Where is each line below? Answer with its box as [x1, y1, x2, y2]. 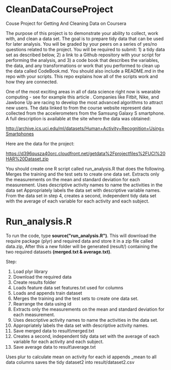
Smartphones [6, 130, 35, 137]
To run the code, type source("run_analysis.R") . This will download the [6, 232, 157, 239]
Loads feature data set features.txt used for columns [13, 284, 124, 290]
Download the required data [13, 274, 72, 280]
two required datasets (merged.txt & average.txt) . [6, 249, 112, 255]
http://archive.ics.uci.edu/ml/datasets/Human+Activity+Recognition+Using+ [6, 125, 164, 131]
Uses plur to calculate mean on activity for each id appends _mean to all [6, 354, 157, 360]
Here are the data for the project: [6, 141, 75, 147]
